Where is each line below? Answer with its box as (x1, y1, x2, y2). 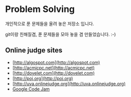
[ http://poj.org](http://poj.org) (12, 75, 73, 81)
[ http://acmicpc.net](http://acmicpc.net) (12, 64, 95, 70)
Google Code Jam (12, 86, 50, 92)
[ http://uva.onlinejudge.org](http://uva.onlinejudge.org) (12, 80, 126, 86)
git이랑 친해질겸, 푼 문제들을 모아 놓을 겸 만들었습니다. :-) (5, 31, 116, 37)
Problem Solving (5, 3, 75, 15)
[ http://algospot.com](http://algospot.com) (12, 59, 101, 65)
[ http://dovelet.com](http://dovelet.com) (12, 70, 95, 76)
